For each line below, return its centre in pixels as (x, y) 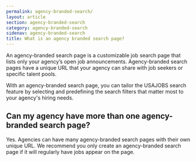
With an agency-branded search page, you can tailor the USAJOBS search (96, 85)
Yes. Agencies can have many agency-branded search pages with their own (98, 139)
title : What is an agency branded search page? (65, 39)
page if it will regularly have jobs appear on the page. (70, 152)
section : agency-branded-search (45, 22)
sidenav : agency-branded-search (45, 33)
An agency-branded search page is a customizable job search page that (93, 55)
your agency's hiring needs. (40, 98)
